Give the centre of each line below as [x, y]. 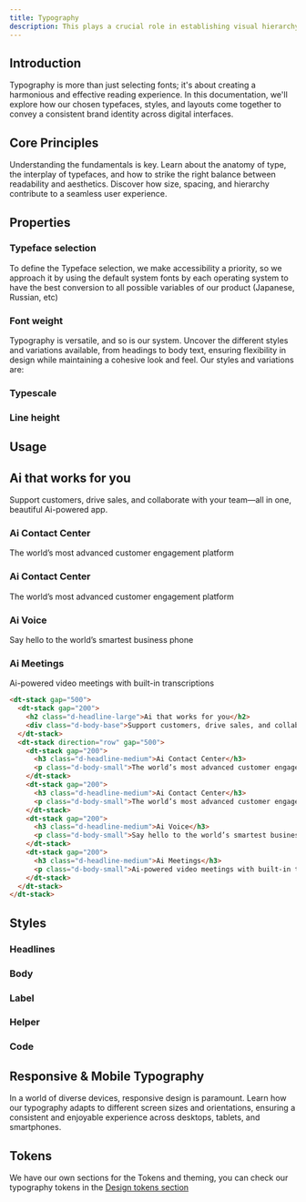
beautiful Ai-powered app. [59, 510]
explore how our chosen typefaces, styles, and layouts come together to [146, 105]
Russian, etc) [34, 297]
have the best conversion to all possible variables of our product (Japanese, [152, 287]
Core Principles [54, 143]
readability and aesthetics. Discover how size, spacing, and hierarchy [140, 184]
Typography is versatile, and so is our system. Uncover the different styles [149, 341]
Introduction [46, 63]
